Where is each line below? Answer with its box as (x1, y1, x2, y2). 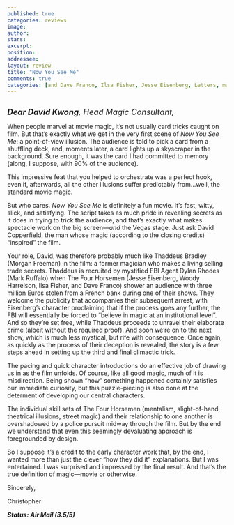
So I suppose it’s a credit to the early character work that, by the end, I (7, 448, 209, 457)
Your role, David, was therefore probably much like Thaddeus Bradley (7, 252, 207, 260)
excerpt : (7, 43, 33, 50)
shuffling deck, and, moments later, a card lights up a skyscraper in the (7, 144, 211, 153)
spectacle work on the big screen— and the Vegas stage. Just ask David (7, 224, 214, 232)
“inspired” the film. (7, 238, 61, 247)
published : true (7, 10, 54, 17)
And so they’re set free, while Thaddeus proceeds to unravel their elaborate (7, 319, 224, 327)
